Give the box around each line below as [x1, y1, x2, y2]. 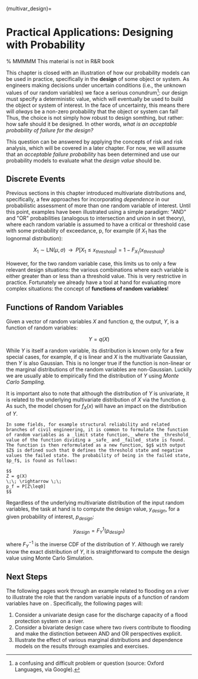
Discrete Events [6, 174, 66, 184]
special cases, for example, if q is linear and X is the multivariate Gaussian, [6, 354, 187, 361]
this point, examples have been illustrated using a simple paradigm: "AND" [6, 208, 187, 216]
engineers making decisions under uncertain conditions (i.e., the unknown [6, 81, 186, 89]
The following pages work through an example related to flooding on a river [6, 587, 190, 595]
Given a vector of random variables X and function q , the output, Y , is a [6, 318, 179, 325]
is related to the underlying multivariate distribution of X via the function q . [6, 396, 187, 403]
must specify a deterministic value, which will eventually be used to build [6, 95, 183, 102]
